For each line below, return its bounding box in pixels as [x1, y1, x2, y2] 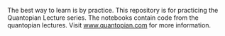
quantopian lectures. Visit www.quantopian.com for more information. [7, 21, 212, 29]
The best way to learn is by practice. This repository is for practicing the [7, 6, 219, 14]
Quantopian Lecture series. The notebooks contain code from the [7, 13, 199, 22]
